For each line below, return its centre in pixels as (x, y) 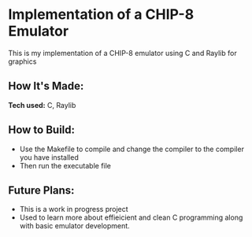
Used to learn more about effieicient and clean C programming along (131, 217)
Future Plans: (41, 190)
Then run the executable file (65, 165)
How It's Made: (46, 86)
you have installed (49, 157)
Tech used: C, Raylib (42, 105)
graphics (22, 61)
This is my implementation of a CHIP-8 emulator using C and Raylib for (123, 53)
